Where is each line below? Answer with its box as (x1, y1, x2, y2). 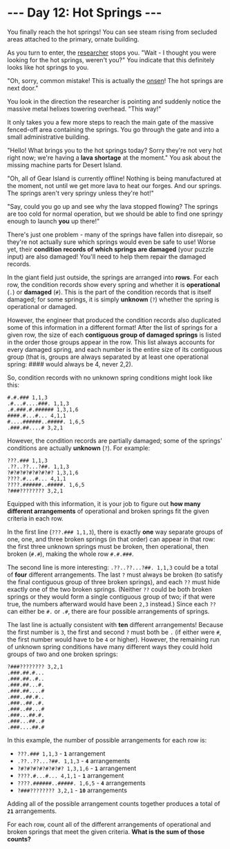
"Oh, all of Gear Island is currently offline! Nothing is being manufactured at (7, 174, 222, 183)
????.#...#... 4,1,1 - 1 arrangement (17, 771, 124, 779)
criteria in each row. (7, 514, 64, 523)
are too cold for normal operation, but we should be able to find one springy (7, 209, 223, 218)
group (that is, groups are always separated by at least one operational (7, 353, 209, 361)
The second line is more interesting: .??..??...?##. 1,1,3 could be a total (7, 563, 219, 571)
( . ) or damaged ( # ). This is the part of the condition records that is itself (7, 288, 212, 296)
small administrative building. (7, 133, 90, 141)
